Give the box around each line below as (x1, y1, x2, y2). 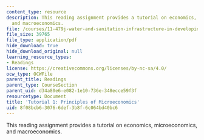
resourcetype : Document (6, 93, 67, 99)
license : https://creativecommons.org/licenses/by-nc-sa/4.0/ (6, 65, 167, 72)
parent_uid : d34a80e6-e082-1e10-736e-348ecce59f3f (6, 88, 137, 94)
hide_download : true (6, 43, 59, 49)
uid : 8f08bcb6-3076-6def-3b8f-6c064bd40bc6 (6, 104, 118, 111)
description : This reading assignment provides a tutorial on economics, (6, 15, 197, 21)
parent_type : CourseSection (6, 82, 78, 88)
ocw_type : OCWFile (6, 71, 53, 77)
